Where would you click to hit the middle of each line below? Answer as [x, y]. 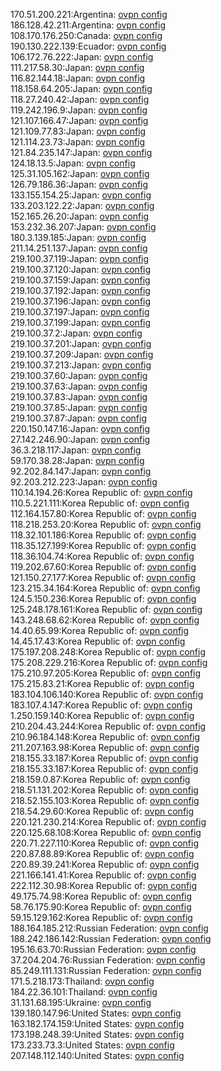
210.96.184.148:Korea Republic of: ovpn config [105, 737]
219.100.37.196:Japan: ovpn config [81, 301]
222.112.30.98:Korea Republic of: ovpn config [104, 885]
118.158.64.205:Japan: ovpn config [81, 88]
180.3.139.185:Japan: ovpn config [78, 237]
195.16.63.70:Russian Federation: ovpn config [103, 949]
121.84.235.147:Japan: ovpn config [81, 152]
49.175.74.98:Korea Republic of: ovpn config [101, 896]
